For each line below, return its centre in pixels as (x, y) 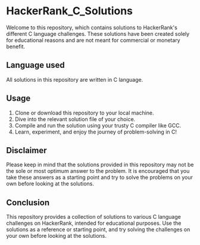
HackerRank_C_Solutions (69, 11)
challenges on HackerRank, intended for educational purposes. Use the (94, 223)
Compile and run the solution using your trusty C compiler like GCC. (98, 125)
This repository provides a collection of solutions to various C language (94, 217)
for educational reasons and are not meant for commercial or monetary (93, 40)
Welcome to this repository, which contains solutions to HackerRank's (92, 27)
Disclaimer (26, 150)
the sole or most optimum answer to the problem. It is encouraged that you (98, 171)
